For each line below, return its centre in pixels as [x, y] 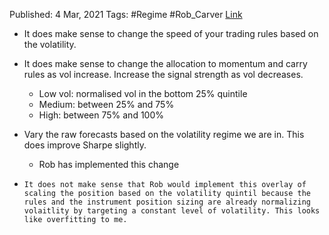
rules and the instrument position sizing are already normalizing [167, 202]
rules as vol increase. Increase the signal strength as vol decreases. [163, 74]
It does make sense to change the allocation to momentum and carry [165, 63]
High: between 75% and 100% [101, 115]
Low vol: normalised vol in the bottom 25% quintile [143, 93]
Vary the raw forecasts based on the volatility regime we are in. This [164, 134]
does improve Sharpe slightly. [85, 145]
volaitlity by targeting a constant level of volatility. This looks [172, 211]
